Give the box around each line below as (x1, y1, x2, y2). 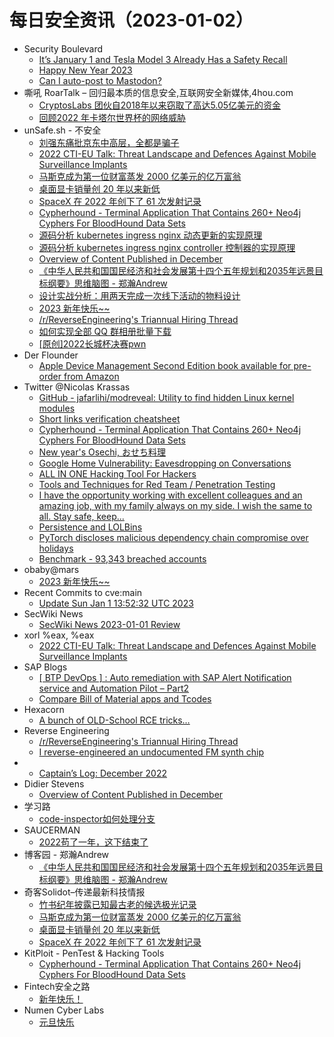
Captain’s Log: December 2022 (38, 767, 168, 779)
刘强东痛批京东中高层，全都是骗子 (38, 136, 180, 148)
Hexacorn (23, 703, 65, 715)
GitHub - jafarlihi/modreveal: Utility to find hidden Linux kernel (38, 391, 295, 403)
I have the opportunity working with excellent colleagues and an (38, 489, 303, 501)
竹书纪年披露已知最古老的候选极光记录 (38, 898, 197, 910)
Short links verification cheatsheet (38, 412, 181, 425)
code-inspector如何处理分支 (38, 812, 156, 825)
